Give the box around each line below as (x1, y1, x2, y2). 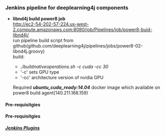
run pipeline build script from (12, 37, 74, 43)
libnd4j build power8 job (12, 16, 66, 22)
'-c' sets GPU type (20, 69, 60, 75)
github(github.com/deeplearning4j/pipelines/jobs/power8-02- (12, 43, 143, 49)
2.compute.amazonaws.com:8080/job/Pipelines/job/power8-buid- (12, 27, 153, 33)
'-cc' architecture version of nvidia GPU (20, 75, 104, 81)
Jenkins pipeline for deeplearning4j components (5, 4, 129, 11)
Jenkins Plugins (5, 125, 40, 131)
